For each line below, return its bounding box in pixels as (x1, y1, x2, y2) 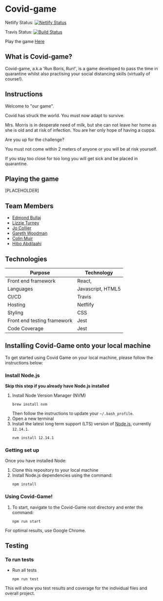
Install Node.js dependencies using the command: (12, 472, 113, 479)
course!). (5, 76, 23, 81)
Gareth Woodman (12, 230, 48, 236)
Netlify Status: (5, 20, 34, 25)
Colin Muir (12, 236, 33, 241)
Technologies (5, 255, 48, 263)
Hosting (7, 301, 26, 308)
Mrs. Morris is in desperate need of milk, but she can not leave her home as (5, 122, 157, 128)
